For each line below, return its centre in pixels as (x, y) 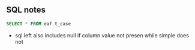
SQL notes (26, 10)
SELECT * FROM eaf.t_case (38, 23)
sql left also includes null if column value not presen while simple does (102, 35)
